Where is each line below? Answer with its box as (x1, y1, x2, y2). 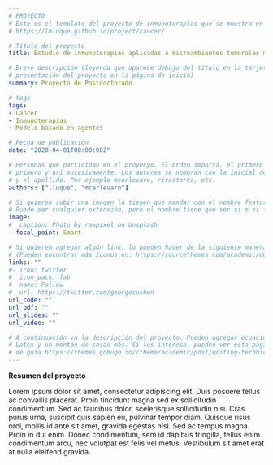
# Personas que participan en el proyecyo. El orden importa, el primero (8, 161, 264, 169)
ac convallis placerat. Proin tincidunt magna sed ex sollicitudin (8, 395, 217, 405)
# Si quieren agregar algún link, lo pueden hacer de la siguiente (8, 243, 242, 251)
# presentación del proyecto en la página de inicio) (8, 72, 195, 80)
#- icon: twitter (8, 266, 67, 274)
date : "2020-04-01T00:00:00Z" (8, 146, 111, 154)
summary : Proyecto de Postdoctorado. (8, 79, 136, 87)
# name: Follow (8, 281, 63, 289)
